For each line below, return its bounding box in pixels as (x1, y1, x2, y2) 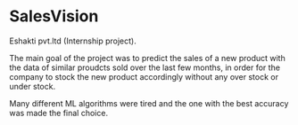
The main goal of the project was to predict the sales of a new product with (9, 52, 286, 63)
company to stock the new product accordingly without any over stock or (9, 71, 279, 82)
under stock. (9, 81, 56, 91)
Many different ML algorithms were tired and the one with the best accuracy (9, 98, 289, 108)
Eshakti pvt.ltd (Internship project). (9, 35, 137, 46)
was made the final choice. (9, 107, 109, 118)
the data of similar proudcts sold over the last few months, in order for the (9, 62, 281, 73)
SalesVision (9, 6, 99, 27)
